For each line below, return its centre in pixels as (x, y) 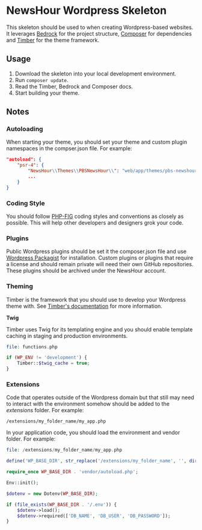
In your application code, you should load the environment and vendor (93, 433)
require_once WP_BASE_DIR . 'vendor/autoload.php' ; (72, 472)
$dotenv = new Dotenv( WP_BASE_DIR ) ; (52, 493)
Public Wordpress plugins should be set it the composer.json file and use (96, 252)
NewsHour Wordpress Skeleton (87, 11)
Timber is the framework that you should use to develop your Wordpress (96, 299)
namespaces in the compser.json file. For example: (69, 148)
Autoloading (25, 129)
